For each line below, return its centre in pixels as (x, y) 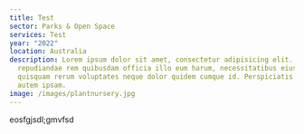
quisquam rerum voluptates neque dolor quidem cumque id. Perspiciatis (156, 77)
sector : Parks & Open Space (62, 26)
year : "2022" (34, 43)
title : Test (32, 18)
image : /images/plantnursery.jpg (72, 93)
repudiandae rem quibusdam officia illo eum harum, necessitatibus (147, 69)
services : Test (38, 34)
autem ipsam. (42, 85)
